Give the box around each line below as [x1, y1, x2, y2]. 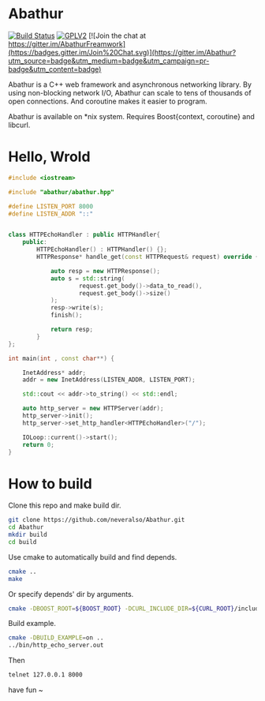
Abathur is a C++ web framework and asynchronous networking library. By [8, 80, 252, 89]
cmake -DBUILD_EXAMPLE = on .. [8, 634, 104, 642]
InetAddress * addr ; [22, 369, 87, 377]
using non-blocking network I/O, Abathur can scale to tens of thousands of [8, 88, 252, 97]
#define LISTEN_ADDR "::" [8, 210, 93, 218]
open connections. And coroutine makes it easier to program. [8, 96, 207, 106]
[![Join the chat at [88, 31, 147, 40]
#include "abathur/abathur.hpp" [8, 188, 114, 196]
